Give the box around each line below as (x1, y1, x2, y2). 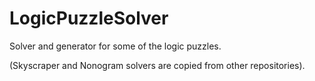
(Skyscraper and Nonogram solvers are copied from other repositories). (9, 59, 306, 71)
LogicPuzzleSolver (9, 7, 169, 30)
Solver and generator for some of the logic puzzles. (9, 40, 222, 52)
